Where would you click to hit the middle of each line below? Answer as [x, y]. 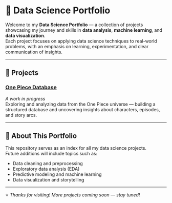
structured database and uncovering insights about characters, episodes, [83, 109]
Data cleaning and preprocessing [48, 164]
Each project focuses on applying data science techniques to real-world [81, 41]
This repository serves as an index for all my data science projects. [76, 148]
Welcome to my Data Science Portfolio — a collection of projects [74, 25]
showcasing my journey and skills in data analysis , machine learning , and [84, 30]
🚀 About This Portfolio [41, 136]
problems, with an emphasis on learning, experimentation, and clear [77, 46]
